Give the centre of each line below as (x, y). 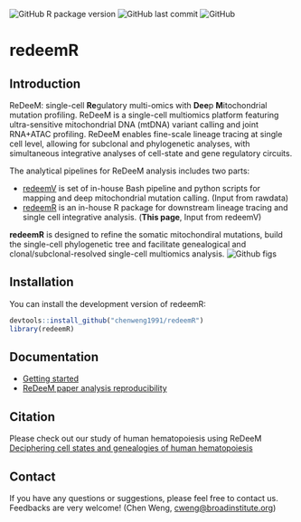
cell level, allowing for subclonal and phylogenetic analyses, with (130, 144)
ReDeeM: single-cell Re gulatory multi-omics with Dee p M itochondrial (138, 105)
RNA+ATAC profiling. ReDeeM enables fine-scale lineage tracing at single (146, 134)
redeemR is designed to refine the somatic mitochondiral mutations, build (146, 234)
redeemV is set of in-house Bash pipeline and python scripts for (141, 188)
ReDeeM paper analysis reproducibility (94, 388)
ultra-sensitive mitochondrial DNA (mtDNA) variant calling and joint (134, 125)
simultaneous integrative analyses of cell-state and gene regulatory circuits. (151, 153)
